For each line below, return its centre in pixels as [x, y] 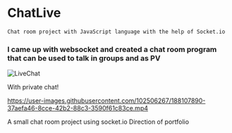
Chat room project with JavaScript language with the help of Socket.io [116, 32]
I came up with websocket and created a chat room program [112, 49]
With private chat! [33, 87]
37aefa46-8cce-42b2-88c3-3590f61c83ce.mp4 [78, 108]
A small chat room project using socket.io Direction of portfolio [98, 122]
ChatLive [34, 13]
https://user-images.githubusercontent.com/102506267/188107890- [106, 101]
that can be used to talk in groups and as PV [84, 58]
